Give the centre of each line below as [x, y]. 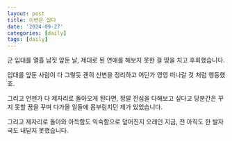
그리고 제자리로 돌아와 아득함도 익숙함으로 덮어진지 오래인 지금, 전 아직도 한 [109, 122]
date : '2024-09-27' [35, 26]
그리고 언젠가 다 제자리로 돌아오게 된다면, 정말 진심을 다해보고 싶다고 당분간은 [112, 99]
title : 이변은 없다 [32, 20]
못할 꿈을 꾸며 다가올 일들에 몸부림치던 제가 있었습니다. [89, 107]
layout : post [26, 14]
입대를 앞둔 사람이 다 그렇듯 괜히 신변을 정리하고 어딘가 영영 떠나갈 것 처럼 [107, 75]
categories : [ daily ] [37, 33]
